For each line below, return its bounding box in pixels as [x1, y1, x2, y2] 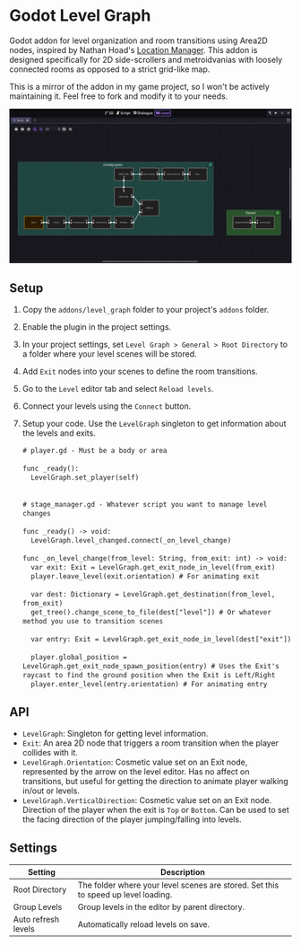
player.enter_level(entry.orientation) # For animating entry [30, 680, 268, 689]
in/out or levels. [21, 785, 81, 796]
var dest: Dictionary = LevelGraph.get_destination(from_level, [30, 590, 276, 599]
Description [160, 866, 206, 877]
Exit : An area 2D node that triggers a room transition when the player [21, 738, 279, 748]
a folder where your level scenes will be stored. [21, 349, 197, 359]
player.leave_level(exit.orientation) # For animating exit [30, 572, 260, 581]
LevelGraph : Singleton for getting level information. [21, 729, 209, 739]
